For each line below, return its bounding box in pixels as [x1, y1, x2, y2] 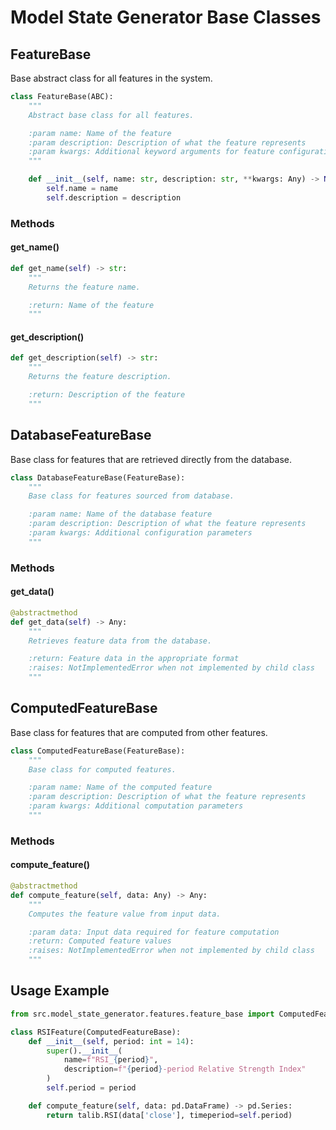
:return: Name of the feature [28, 300, 155, 310]
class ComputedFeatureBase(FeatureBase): [10, 746, 186, 756]
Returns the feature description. [28, 372, 172, 382]
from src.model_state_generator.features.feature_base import [10, 1009, 275, 1019]
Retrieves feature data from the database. [28, 636, 213, 646]
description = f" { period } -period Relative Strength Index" [63, 1064, 307, 1075]
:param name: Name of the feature [28, 128, 172, 138]
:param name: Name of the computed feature [28, 782, 213, 793]
